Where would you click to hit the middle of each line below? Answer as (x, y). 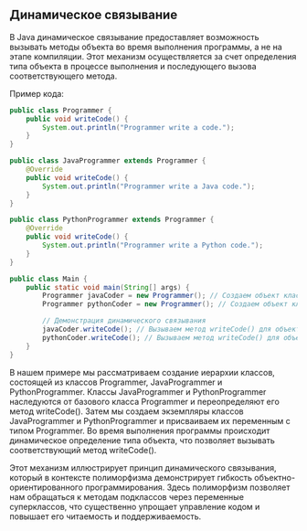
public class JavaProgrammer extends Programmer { (108, 161)
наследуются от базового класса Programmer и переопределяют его (145, 401)
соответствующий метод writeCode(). (83, 450)
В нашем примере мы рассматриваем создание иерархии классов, (143, 372)
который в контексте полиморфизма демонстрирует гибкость (131, 477)
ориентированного (47, 487)
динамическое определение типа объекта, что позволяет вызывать (143, 440)
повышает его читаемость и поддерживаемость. (106, 516)
